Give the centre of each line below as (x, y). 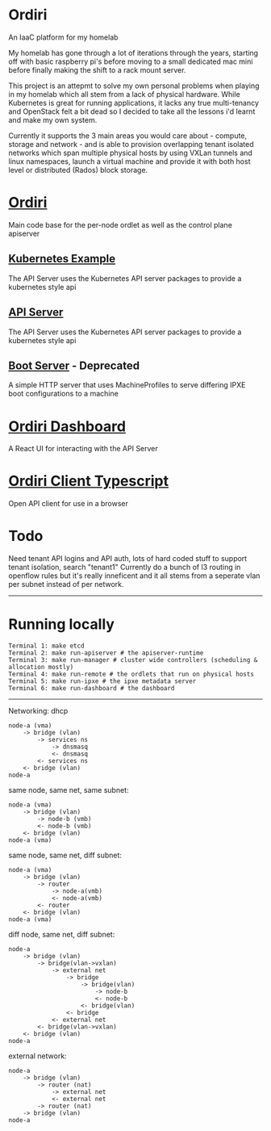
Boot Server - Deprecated (74, 365)
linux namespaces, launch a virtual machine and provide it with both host (129, 161)
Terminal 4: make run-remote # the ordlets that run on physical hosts (131, 674)
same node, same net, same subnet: (69, 790)
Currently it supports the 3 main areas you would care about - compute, (128, 136)
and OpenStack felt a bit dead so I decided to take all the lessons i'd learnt (132, 111)
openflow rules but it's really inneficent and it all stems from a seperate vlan (134, 576)
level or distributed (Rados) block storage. (78, 170)
